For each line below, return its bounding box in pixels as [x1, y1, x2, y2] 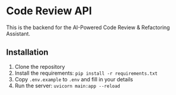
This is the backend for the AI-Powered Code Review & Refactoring [6, 24, 170, 31]
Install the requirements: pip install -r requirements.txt [14, 69, 158, 77]
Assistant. [6, 30, 31, 37]
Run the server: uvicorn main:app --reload [14, 82, 120, 89]
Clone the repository [14, 63, 65, 70]
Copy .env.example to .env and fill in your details [14, 75, 133, 83]
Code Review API [6, 4, 92, 18]
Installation [6, 47, 49, 58]
